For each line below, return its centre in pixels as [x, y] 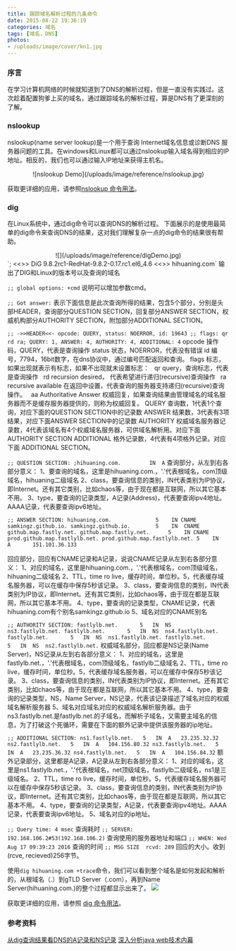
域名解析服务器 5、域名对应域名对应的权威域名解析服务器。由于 [100, 707]
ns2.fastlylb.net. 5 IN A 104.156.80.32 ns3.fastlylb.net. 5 [113, 744]
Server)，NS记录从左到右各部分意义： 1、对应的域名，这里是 [95, 654]
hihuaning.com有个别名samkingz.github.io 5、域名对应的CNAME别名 [107, 611]
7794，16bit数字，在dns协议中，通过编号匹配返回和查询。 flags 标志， [122, 359]
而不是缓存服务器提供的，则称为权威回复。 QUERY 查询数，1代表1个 [118, 403]
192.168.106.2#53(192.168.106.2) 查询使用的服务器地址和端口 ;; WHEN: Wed [117, 837]
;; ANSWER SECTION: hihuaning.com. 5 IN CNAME [102, 520]
